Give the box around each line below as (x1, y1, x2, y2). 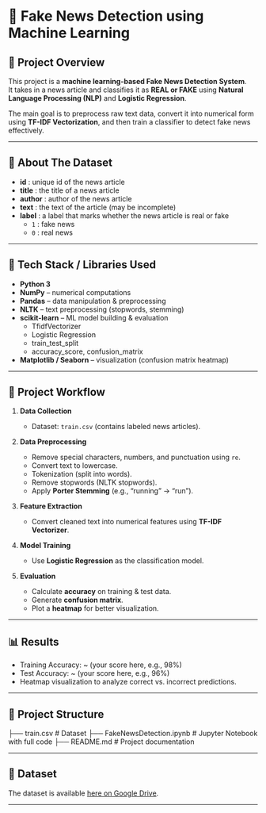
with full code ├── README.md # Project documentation (8, 737, 195, 746)
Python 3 (19, 279, 51, 289)
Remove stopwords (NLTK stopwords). (31, 477, 158, 487)
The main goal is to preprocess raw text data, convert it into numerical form (8, 109, 255, 118)
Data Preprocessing (19, 437, 87, 447)
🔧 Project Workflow (8, 385, 105, 399)
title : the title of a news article (19, 186, 120, 195)
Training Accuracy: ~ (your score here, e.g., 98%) (19, 660, 182, 669)
